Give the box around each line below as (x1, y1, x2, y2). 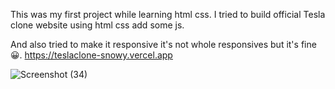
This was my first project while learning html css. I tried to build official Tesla (10, 9, 326, 20)
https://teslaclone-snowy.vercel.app (24, 49, 173, 61)
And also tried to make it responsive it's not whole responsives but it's (10, 39, 299, 50)
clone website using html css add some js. (10, 19, 185, 31)
